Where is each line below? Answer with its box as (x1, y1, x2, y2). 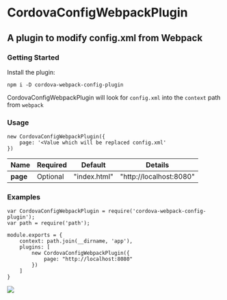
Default (81, 160, 106, 170)
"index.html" (73, 172, 114, 182)
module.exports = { (7, 232, 63, 239)
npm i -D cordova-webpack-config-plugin (7, 81, 124, 88)
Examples (7, 192, 41, 202)
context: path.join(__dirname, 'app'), (19, 238, 133, 245)
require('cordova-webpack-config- (108, 208, 206, 215)
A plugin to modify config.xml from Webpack (7, 32, 203, 44)
